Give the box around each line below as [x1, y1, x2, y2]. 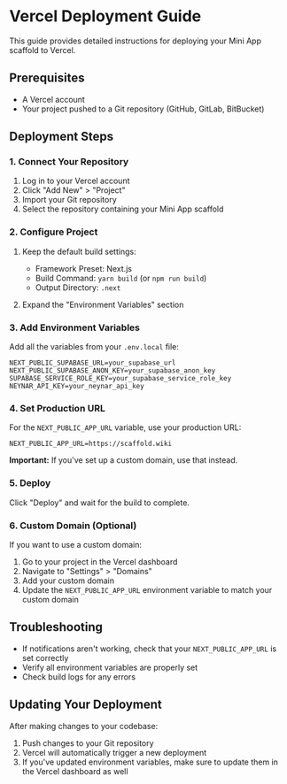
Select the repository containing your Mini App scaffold [21, 204, 224, 214]
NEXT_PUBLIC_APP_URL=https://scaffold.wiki [9, 440, 173, 449]
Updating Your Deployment [9, 697, 162, 712]
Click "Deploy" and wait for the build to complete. [9, 497, 190, 508]
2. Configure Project [9, 226, 98, 238]
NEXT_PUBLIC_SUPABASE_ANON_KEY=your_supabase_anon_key [9, 366, 216, 375]
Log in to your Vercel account [21, 175, 130, 187]
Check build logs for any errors [21, 671, 136, 682]
